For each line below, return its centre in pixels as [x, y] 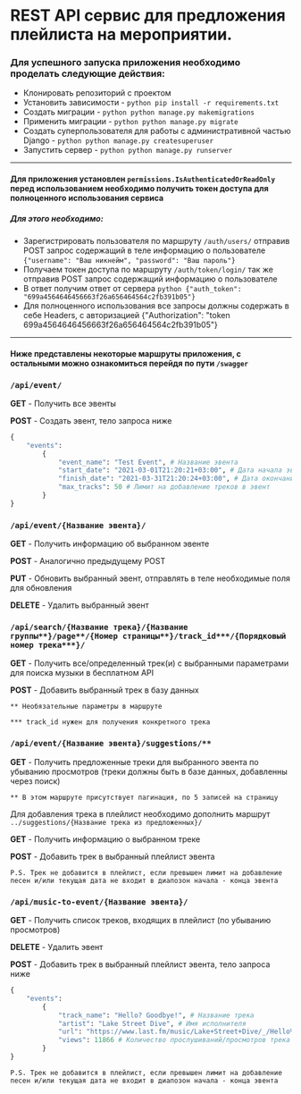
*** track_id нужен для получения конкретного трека [110, 722]
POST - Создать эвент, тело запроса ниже [91, 420]
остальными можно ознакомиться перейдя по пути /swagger [130, 363]
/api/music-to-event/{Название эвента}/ [99, 902]
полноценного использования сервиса [87, 198]
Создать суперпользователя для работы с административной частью [157, 131]
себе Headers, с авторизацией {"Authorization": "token [126, 316]
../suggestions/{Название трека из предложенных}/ [106, 822]
